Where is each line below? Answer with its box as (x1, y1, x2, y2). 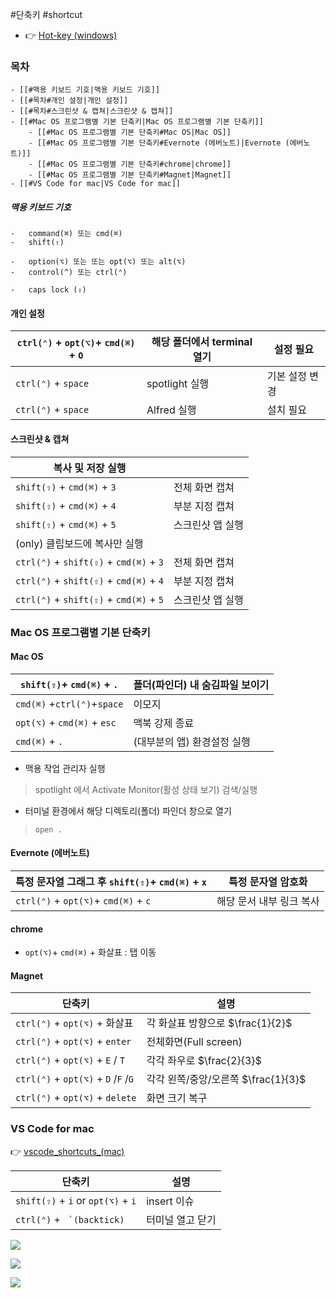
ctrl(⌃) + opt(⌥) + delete (15, 1091, 137, 1105)
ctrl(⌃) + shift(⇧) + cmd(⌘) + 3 (15, 554, 164, 568)
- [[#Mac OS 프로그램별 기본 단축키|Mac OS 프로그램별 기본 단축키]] (10, 117, 264, 127)
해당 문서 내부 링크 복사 (216, 894, 320, 908)
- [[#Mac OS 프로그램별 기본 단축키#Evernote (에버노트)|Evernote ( (28, 138, 290, 148)
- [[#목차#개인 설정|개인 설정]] (10, 96, 129, 106)
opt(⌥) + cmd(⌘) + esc (15, 715, 117, 729)
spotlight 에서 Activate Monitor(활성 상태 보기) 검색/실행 (34, 783, 258, 795)
